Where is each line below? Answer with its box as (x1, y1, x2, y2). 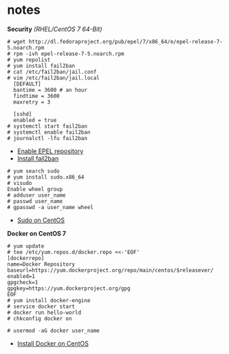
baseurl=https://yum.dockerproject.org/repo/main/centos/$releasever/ (7, 266, 214, 274)
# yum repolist (7, 56, 51, 63)
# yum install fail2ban (7, 62, 76, 69)
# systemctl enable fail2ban (7, 128, 91, 136)
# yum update (7, 242, 45, 250)
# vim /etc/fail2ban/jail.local (7, 75, 100, 81)
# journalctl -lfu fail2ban (7, 135, 88, 141)
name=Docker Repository (7, 261, 76, 268)
